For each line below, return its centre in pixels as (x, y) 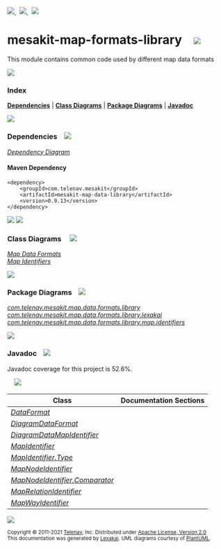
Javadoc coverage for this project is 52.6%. (70, 369)
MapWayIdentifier (40, 502)
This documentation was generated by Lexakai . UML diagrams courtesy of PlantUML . (109, 538)
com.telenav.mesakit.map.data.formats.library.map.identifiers (96, 323)
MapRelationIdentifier (46, 491)
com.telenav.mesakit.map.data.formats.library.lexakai (84, 315)
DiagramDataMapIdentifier (55, 435)
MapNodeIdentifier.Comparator (63, 480)
